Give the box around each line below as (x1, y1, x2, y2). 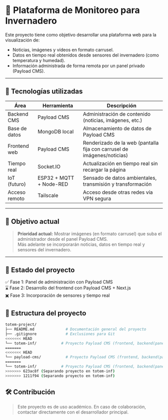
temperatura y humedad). (12, 57, 65, 63)
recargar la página (82, 166, 126, 173)
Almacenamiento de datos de (82, 125, 151, 132)
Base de (7, 125, 27, 132)
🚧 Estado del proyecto (5, 265, 75, 274)
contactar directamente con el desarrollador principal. (17, 409, 129, 415)
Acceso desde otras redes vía (82, 189, 153, 196)
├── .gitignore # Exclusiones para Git (5, 331, 115, 336)
